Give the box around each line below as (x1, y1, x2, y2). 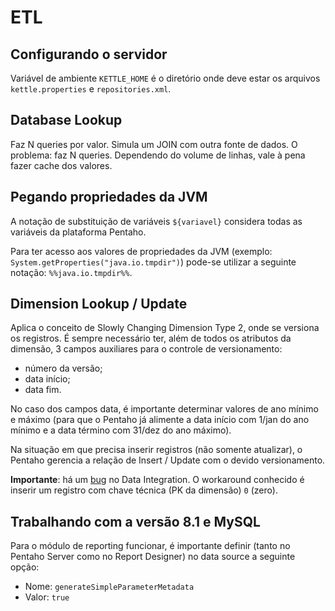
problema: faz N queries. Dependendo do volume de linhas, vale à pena (10, 149, 306, 161)
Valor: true (24, 591, 70, 603)
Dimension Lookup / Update (10, 296, 188, 313)
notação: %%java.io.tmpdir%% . (10, 266, 133, 278)
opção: (10, 561, 40, 573)
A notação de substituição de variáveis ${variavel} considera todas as (10, 215, 303, 227)
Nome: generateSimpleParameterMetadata (24, 581, 195, 593)
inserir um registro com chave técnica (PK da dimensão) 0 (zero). (10, 484, 278, 496)
